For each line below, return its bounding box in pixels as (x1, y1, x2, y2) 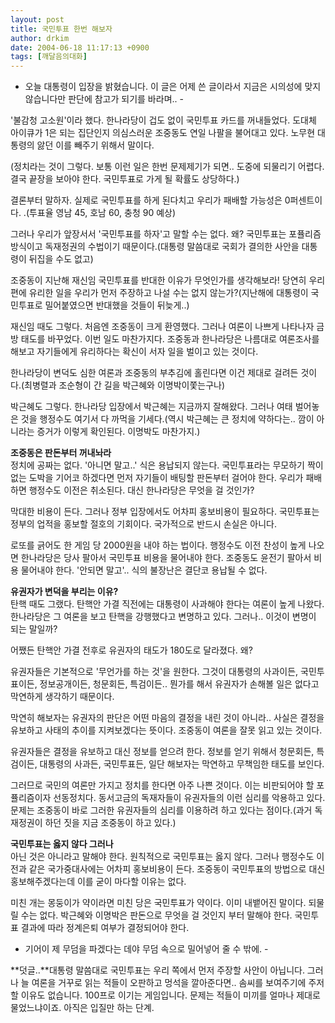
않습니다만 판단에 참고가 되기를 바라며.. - (24, 93, 184, 105)
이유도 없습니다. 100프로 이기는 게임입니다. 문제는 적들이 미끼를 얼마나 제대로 (20, 989, 321, 1001)
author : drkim (10, 33, 70, 43)
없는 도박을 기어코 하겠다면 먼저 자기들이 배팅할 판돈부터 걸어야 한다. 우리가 (10, 472, 304, 484)
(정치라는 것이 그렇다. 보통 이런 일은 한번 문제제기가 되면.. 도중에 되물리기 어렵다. (10, 161, 325, 173)
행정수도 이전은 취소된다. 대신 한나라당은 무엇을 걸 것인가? (28, 484, 255, 496)
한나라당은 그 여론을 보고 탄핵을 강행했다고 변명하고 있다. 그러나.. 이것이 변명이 (10, 611, 317, 623)
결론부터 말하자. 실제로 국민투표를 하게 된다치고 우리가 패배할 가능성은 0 (10, 194, 291, 206)
